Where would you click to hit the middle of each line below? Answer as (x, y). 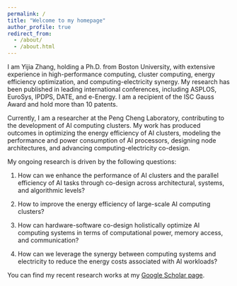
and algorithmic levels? (51, 190)
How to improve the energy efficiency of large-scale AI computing (114, 204)
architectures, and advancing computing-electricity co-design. (99, 148)
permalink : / (27, 14)
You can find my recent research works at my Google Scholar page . (106, 275)
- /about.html (34, 47)
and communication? (48, 240)
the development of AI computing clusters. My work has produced (104, 125)
